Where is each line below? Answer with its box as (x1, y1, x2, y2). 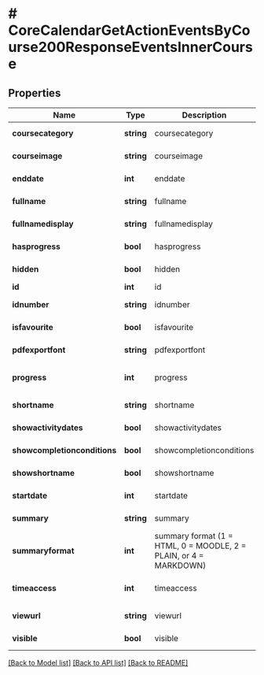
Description (181, 109, 227, 121)
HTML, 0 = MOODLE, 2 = (154, 540, 247, 551)
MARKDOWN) (154, 560, 207, 571)
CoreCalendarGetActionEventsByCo (8, 21, 251, 39)
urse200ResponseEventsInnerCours (8, 39, 253, 56)
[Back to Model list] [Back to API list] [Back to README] (8, 658, 189, 667)
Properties (8, 86, 61, 99)
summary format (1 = (154, 531, 233, 541)
